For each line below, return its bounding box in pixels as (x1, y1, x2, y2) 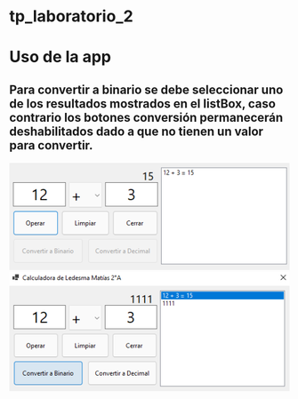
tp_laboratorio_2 (9, 6, 133, 27)
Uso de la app (9, 47, 111, 68)
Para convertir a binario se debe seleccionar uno (9, 82, 284, 97)
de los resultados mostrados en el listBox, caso (9, 96, 276, 111)
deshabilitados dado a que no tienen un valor (9, 124, 264, 139)
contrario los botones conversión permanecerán (9, 109, 284, 125)
